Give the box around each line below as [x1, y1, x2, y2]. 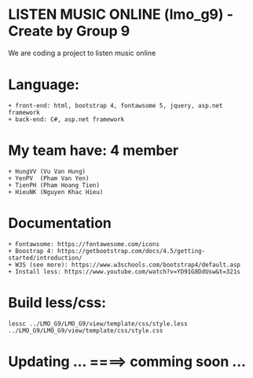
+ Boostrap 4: [8, 247, 55, 255]
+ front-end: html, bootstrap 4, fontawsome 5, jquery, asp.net [8, 101, 223, 109]
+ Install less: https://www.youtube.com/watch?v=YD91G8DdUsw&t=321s [8, 267, 241, 276]
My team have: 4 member [8, 141, 179, 160]
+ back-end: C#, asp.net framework [8, 116, 125, 123]
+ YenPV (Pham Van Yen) [8, 174, 90, 182]
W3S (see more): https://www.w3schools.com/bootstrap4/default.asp [15, 261, 241, 269]
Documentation [8, 215, 112, 232]
